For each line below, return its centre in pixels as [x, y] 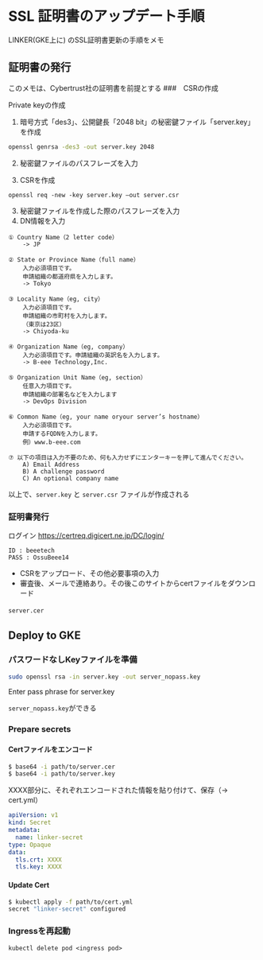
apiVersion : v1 [33, 815]
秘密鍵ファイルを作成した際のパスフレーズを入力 [100, 211]
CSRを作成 [37, 180]
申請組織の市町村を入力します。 [67, 316]
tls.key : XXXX [39, 867]
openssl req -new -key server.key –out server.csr [94, 195]
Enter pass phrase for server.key [62, 692]
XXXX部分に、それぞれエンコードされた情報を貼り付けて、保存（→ [118, 790]
